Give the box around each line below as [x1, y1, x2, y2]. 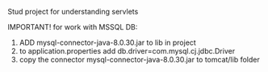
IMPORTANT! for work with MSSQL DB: [7, 22, 138, 31]
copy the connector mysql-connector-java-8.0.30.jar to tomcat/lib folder [19, 55, 260, 64]
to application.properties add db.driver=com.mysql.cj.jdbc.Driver [19, 46, 236, 55]
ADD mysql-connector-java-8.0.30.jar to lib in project [19, 38, 197, 47]
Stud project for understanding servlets [7, 7, 139, 16]
